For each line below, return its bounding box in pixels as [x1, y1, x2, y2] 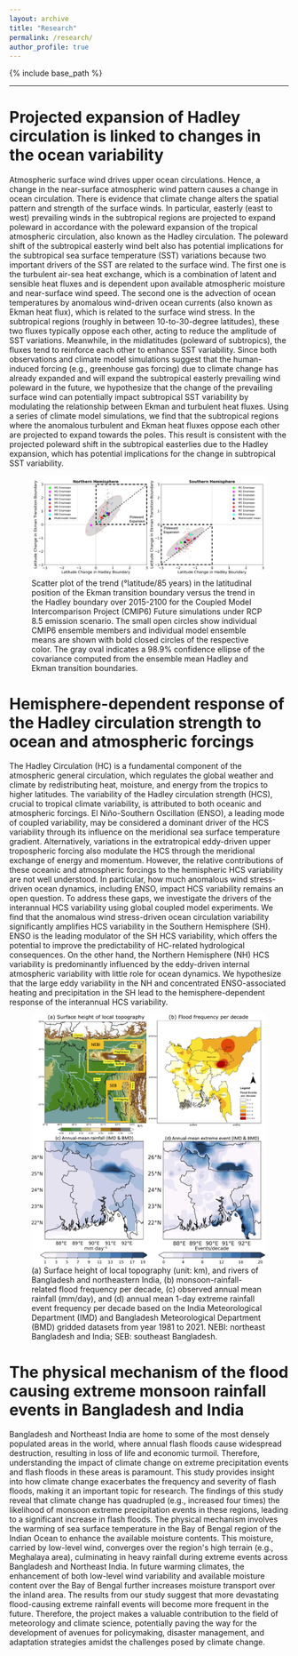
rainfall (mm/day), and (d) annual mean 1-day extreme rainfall [31, 1293, 255, 1304]
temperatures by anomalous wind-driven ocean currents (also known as [9, 298, 273, 308]
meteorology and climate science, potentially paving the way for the [9, 1618, 257, 1628]
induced [9, 364, 40, 374]
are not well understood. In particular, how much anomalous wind [9, 874, 248, 884]
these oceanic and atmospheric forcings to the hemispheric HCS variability [9, 865, 284, 876]
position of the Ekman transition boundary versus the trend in [31, 587, 255, 597]
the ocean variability [9, 145, 164, 165]
